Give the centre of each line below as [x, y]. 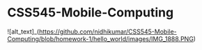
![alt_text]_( [23, 32]
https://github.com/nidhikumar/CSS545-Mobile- [108, 32]
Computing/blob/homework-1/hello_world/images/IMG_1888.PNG [100, 38]
